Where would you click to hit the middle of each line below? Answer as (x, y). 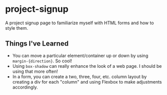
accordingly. (25, 87)
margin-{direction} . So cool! (42, 61)
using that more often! (35, 71)
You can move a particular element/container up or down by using (80, 55)
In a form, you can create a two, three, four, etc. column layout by (80, 76)
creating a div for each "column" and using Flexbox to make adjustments (87, 82)
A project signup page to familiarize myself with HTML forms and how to (80, 23)
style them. (17, 28)
